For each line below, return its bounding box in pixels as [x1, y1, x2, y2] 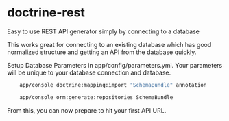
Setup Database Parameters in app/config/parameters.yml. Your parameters [7, 61, 223, 69]
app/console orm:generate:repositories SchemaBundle [19, 94, 173, 100]
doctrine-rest [7, 5, 86, 21]
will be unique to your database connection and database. [7, 68, 171, 77]
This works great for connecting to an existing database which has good [7, 40, 212, 49]
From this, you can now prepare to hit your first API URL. [7, 106, 167, 114]
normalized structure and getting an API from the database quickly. [7, 48, 197, 56]
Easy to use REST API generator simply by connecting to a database [7, 27, 200, 36]
